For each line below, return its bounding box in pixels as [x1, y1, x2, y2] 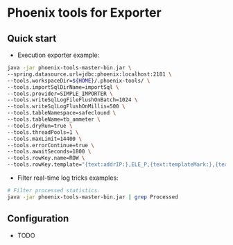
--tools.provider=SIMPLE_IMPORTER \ [7, 90, 113, 97]
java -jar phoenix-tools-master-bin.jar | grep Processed [7, 193, 178, 201]
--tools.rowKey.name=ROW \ [7, 155, 85, 162]
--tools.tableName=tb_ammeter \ [7, 116, 101, 123]
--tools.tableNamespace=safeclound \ [7, 110, 116, 117]
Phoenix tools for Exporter [7, 5, 162, 21]
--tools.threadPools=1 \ [7, 128, 79, 136]
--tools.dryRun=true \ [7, 122, 73, 129]
